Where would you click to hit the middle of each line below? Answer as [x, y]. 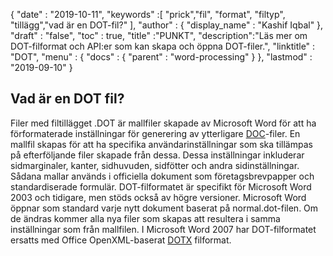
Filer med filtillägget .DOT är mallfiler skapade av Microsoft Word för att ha [163, 123]
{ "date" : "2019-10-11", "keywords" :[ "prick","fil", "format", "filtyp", [148, 14]
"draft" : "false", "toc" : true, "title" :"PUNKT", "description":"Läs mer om [159, 35]
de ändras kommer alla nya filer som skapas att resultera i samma [145, 218]
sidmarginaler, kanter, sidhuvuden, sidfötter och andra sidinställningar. [155, 165]
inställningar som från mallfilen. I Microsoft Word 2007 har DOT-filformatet [163, 229]
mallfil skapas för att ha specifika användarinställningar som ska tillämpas [161, 144]
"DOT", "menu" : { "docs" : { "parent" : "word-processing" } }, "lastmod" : [161, 57]
